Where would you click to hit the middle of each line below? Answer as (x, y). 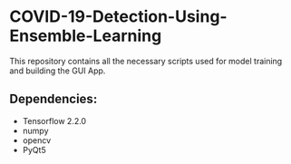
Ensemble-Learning (86, 36)
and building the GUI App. (58, 71)
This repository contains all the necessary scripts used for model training (146, 61)
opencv (37, 140)
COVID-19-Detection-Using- (119, 17)
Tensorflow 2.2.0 (54, 121)
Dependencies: (53, 99)
